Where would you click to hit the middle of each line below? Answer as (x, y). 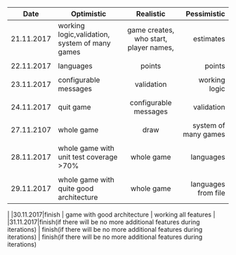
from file (211, 193)
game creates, (151, 30)
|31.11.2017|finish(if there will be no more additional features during (104, 222)
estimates (209, 39)
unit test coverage (88, 157)
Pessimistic (205, 14)
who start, (151, 39)
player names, (151, 47)
